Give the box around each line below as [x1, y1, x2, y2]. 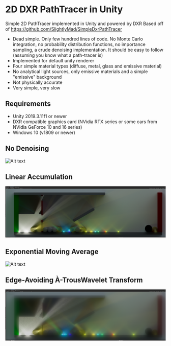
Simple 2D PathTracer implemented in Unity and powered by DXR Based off [5, 20, 164, 27]
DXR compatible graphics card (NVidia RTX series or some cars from [12, 119, 158, 125]
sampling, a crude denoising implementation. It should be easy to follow [12, 47, 164, 53]
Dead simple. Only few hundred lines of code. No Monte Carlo [12, 36, 144, 42]
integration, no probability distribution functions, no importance [12, 41, 146, 47]
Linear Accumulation [5, 172, 73, 181]
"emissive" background [12, 74, 62, 80]
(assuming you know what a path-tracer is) [12, 52, 103, 58]
